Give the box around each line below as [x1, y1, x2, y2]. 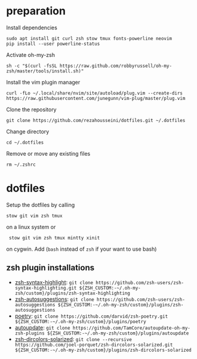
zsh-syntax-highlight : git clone [14, 278, 94, 285]
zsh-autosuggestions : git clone [14, 295, 94, 303]
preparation [6, 4, 66, 18]
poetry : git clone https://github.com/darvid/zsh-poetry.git [14, 312, 168, 320]
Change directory [6, 127, 50, 135]
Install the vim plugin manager [6, 78, 81, 86]
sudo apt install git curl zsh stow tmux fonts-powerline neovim [6, 35, 172, 41]
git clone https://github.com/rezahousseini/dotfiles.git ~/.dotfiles [6, 117, 186, 123]
